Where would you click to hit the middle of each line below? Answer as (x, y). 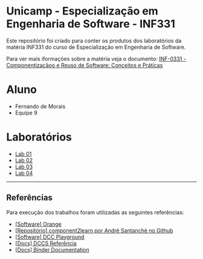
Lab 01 (23, 154)
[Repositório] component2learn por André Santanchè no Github (94, 230)
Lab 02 (24, 160)
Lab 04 (24, 173)
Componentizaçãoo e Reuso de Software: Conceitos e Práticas (85, 65)
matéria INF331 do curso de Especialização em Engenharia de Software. (96, 47)
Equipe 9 (26, 112)
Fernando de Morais (40, 106)
